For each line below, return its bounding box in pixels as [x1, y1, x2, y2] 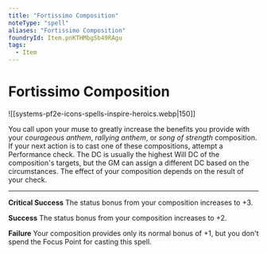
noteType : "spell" [8, 19, 69, 27]
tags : [8, 41, 26, 49]
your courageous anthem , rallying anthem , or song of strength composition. [8, 133, 257, 142]
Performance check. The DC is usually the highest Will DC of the [8, 149, 220, 159]
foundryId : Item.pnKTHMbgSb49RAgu [8, 33, 123, 42]
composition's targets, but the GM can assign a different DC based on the [8, 158, 250, 167]
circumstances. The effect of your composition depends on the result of [8, 166, 245, 175]
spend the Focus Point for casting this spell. [8, 237, 153, 246]
